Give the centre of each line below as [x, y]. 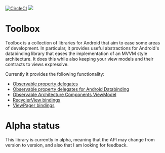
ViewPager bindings [33, 105]
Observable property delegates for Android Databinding [71, 89]
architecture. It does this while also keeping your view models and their [79, 59]
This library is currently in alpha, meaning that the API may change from [80, 139]
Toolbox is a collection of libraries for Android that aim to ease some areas [83, 42]
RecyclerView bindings [36, 100]
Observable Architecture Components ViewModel [64, 94]
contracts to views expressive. [37, 64]
